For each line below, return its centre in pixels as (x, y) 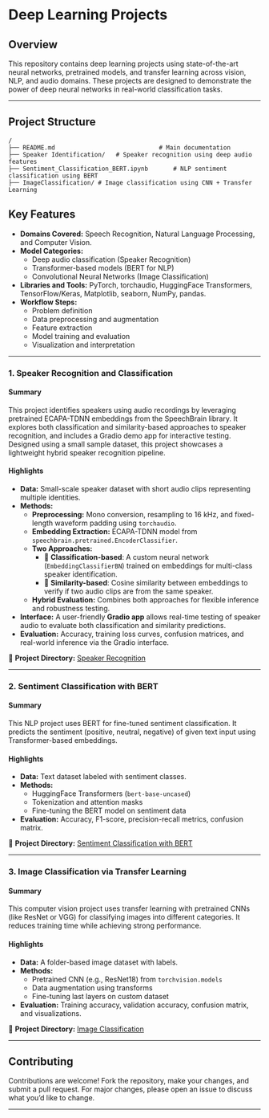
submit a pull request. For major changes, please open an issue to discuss (130, 1089)
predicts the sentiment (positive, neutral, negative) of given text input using (132, 732)
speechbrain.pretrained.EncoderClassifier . (104, 540)
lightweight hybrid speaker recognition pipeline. (87, 452)
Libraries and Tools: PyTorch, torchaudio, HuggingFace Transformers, (136, 285)
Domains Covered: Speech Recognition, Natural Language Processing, (137, 234)
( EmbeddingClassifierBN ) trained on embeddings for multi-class (148, 565)
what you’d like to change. (52, 1098)
